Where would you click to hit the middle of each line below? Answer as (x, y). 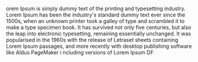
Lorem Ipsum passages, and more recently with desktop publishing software (99, 46)
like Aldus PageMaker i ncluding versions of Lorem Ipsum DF (80, 52)
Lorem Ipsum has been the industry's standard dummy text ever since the (96, 15)
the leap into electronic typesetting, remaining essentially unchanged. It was (99, 34)
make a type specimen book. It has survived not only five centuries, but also (99, 27)
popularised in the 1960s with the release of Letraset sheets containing (92, 40)
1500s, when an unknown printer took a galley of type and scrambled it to (95, 21)
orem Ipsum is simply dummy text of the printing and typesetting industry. (96, 9)
